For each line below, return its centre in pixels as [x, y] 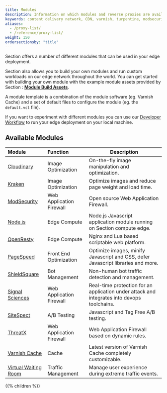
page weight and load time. [121, 187]
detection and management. [122, 277]
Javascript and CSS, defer [119, 257]
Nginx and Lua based [114, 236]
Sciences [18, 297]
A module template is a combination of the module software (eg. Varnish [79, 97]
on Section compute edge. [120, 228]
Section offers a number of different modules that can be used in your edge [83, 56]
